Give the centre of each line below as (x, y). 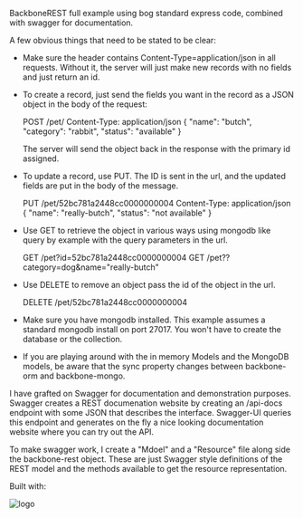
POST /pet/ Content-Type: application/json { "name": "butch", (137, 122)
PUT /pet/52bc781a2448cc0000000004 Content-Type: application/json (156, 203)
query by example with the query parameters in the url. (125, 240)
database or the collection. (72, 339)
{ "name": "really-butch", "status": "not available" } (117, 213)
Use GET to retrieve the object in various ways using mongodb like (147, 230)
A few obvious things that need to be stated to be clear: (113, 40)
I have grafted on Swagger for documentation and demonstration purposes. (150, 393)
